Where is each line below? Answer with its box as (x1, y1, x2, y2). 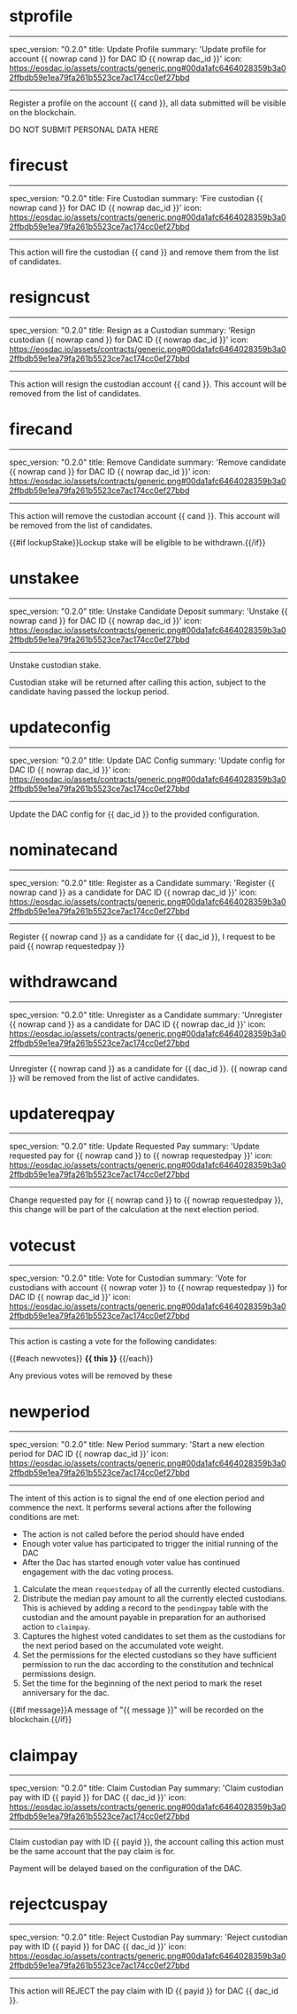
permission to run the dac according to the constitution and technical (21, 1659, 274, 1670)
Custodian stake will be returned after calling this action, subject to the (9, 677, 267, 687)
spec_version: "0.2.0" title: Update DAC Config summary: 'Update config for (9, 755, 286, 765)
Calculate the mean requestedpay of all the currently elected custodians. (21, 1584, 285, 1595)
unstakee (9, 568, 80, 588)
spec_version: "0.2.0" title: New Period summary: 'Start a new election (9, 1439, 265, 1450)
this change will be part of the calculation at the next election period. (9, 1204, 260, 1215)
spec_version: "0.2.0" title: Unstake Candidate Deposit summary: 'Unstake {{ (9, 606, 288, 616)
